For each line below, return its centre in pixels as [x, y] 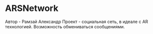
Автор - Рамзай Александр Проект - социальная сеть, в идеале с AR [76, 22]
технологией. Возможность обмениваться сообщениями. [65, 26]
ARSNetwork [32, 8]
